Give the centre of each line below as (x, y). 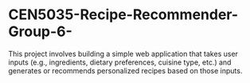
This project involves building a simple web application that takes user (123, 53)
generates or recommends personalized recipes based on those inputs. (125, 70)
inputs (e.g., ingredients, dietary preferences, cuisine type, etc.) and (120, 62)
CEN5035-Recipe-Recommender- (123, 15)
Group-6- (41, 32)
